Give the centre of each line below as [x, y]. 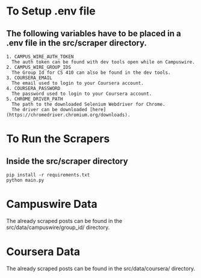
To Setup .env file [51, 11]
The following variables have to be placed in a [94, 34]
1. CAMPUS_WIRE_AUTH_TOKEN [40, 57]
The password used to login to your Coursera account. [82, 94]
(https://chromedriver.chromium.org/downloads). [68, 115]
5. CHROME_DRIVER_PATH [35, 99]
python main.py [25, 180]
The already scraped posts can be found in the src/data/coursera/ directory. [101, 268]
